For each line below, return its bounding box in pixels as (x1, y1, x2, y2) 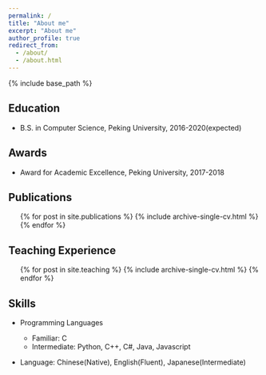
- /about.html (15, 57, 62, 65)
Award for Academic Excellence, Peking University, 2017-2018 (19, 167, 225, 177)
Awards (8, 146, 48, 160)
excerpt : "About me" (8, 26, 77, 34)
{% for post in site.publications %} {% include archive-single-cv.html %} (19, 212, 259, 221)
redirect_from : (8, 42, 59, 50)
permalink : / (8, 11, 52, 20)
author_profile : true (8, 34, 81, 42)
